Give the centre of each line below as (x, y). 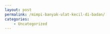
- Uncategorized (31, 24)
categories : (17, 19)
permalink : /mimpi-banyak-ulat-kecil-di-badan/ (55, 14)
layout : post (18, 10)
